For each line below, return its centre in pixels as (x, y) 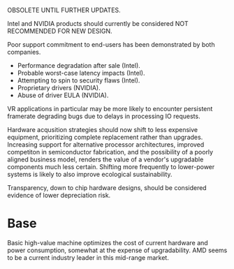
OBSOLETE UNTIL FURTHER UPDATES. (64, 10)
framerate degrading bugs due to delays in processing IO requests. (104, 116)
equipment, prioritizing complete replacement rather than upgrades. (105, 137)
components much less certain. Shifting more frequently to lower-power (111, 167)
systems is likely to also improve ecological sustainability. (90, 174)
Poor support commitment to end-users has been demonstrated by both (111, 44)
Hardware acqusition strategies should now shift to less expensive (102, 130)
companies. (24, 52)
